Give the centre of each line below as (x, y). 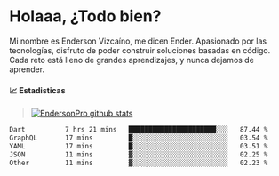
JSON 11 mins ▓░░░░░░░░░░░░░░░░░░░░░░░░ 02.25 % (139, 154)
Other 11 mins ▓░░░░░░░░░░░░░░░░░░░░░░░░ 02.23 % (139, 163)
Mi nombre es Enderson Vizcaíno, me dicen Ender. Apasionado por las (138, 41)
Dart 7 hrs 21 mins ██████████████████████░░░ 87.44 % (139, 130)
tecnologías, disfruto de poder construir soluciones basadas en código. (140, 50)
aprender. (27, 69)
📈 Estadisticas (37, 90)
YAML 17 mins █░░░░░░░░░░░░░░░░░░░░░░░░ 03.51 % (139, 146)
